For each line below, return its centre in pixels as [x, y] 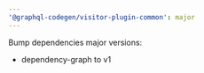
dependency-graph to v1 [66, 59]
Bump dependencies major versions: [75, 42]
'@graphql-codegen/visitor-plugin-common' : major [102, 17]
